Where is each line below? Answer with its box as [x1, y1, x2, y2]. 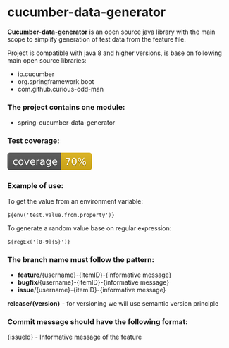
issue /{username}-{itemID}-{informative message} [17, 286, 166, 294]
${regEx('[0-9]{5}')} [7, 238, 71, 245]
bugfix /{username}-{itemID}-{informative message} [17, 278, 170, 287]
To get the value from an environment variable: [7, 197, 143, 205]
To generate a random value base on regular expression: [7, 223, 172, 232]
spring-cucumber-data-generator [17, 118, 116, 127]
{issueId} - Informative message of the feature [7, 333, 142, 342]
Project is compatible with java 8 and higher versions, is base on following [7, 49, 222, 57]
